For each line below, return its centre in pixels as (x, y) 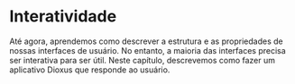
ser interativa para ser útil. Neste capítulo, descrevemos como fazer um (142, 60)
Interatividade (63, 17)
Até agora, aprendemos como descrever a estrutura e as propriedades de (146, 41)
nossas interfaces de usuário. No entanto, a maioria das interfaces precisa (147, 50)
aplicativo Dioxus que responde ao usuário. (90, 70)
